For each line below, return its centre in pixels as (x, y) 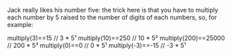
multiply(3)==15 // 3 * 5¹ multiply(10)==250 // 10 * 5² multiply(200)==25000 (116, 38)
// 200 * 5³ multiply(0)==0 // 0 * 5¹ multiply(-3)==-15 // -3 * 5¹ (97, 45)
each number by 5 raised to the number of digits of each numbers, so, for (112, 17)
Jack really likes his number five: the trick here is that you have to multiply (113, 10)
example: (20, 25)
